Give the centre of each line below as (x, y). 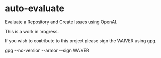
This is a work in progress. (32, 31)
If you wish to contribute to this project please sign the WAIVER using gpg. (81, 41)
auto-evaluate (35, 9)
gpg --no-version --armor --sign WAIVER (47, 50)
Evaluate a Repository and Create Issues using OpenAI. (61, 22)
